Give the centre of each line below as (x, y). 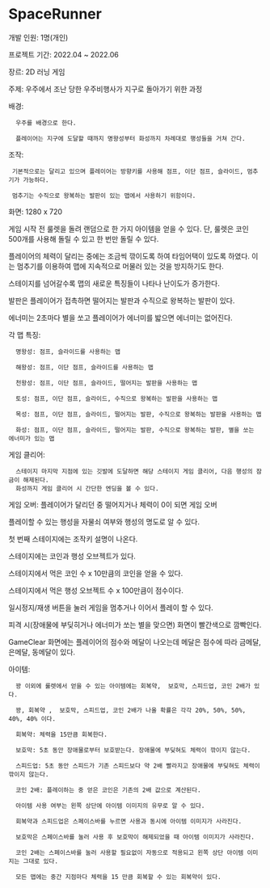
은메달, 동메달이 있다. (42, 652)
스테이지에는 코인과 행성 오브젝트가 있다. (72, 556)
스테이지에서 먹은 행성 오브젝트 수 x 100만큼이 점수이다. (96, 590)
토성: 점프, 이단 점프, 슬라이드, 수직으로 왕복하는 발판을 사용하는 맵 (117, 398)
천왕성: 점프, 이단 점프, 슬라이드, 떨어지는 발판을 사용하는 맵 (107, 383)
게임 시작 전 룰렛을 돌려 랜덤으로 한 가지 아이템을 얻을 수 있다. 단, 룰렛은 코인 (129, 229)
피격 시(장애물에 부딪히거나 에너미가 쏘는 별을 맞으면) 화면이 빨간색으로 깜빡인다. (135, 625)
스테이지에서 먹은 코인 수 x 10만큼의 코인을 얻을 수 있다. (96, 573)
